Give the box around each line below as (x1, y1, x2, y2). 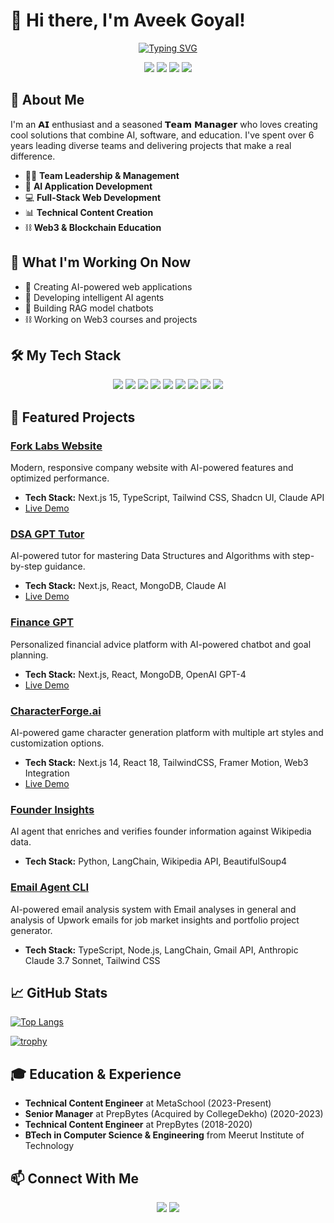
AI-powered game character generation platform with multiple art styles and (10, 726, 324, 738)
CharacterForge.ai (10, 704, 102, 718)
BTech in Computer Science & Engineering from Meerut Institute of (24, 1129, 305, 1141)
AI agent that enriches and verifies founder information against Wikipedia (10, 825, 312, 838)
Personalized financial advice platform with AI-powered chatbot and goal (10, 638, 312, 650)
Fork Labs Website (10, 439, 103, 453)
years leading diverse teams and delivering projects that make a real (10, 139, 292, 151)
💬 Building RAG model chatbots (24, 302, 154, 314)
